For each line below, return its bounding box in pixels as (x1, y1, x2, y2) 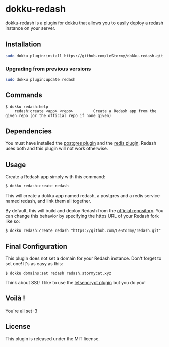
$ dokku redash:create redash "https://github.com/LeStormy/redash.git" (5, 228, 161, 234)
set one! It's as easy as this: (5, 261, 63, 267)
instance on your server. (5, 25, 56, 31)
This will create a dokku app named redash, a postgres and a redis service (5, 192, 160, 199)
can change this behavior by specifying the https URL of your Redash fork (5, 213, 159, 219)
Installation (5, 40, 41, 49)
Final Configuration (5, 242, 67, 251)
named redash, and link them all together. (5, 198, 92, 204)
